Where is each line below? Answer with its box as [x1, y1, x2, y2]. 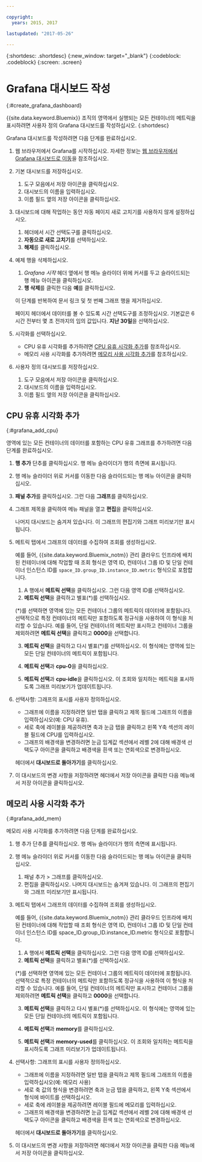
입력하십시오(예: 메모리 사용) [23, 1078, 91, 1086]
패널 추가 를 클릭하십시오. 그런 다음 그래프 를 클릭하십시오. [14, 493, 148, 500]
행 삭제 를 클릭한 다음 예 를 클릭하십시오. [23, 284, 115, 292]
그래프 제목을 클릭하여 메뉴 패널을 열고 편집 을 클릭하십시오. [14, 505, 153, 513]
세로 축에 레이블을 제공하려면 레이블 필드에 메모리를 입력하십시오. [23, 1101, 177, 1108]
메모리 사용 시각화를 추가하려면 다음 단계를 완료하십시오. [6, 827, 138, 834]
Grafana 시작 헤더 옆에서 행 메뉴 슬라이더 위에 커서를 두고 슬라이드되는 [23, 269, 191, 277]
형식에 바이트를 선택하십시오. [23, 1093, 92, 1101]
